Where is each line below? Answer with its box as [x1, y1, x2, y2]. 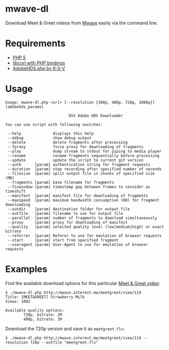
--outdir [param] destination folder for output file [7, 206, 130, 211]
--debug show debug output [7, 135, 92, 140]
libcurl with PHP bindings [12, 59, 65, 66]
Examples [5, 264, 48, 275]
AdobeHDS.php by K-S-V [12, 65, 65, 71]
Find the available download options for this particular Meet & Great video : [5, 280, 160, 286]
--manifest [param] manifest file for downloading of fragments [7, 193, 148, 198]
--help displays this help [7, 131, 94, 136]
